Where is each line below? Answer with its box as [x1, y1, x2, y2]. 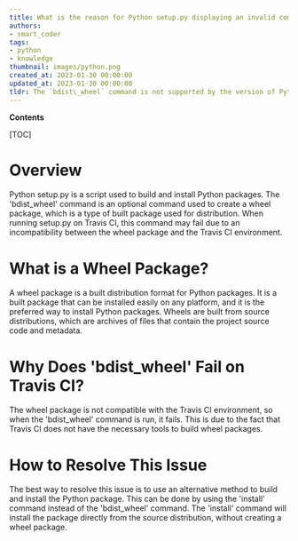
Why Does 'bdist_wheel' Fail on [9, 356, 246, 377]
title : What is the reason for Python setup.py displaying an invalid [9, 12, 276, 22]
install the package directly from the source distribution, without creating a [9, 513, 282, 523]
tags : [9, 37, 29, 47]
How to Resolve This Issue [9, 455, 208, 475]
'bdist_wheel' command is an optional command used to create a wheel [9, 199, 271, 210]
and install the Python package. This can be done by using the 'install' [9, 494, 266, 505]
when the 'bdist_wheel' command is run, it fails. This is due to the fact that [9, 414, 281, 425]
